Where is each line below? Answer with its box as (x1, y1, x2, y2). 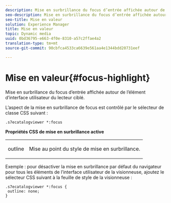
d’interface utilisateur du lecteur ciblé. (5, 94, 85, 100)
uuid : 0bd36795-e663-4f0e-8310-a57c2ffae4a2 (5, 36, 101, 41)
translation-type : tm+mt (5, 41, 58, 46)
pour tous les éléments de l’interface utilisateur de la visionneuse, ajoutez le (5, 169, 164, 175)
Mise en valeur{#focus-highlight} (5, 72, 150, 83)
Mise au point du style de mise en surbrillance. (28, 145, 140, 152)
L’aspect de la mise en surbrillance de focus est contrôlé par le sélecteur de (5, 104, 164, 110)
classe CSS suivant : (5, 109, 48, 116)
